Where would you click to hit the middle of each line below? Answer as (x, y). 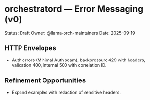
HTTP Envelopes (31, 48)
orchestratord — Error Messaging (74, 9)
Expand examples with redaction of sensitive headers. (66, 92)
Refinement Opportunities (45, 81)
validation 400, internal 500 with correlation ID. (59, 65)
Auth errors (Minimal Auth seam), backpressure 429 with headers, (78, 60)
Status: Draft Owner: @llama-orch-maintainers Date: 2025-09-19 (70, 33)
